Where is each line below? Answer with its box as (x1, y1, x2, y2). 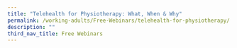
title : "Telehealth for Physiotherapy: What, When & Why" (7, 10, 182, 18)
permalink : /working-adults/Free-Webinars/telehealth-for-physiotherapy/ (7, 17, 231, 24)
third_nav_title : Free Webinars (7, 30, 103, 37)
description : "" (7, 23, 55, 30)
